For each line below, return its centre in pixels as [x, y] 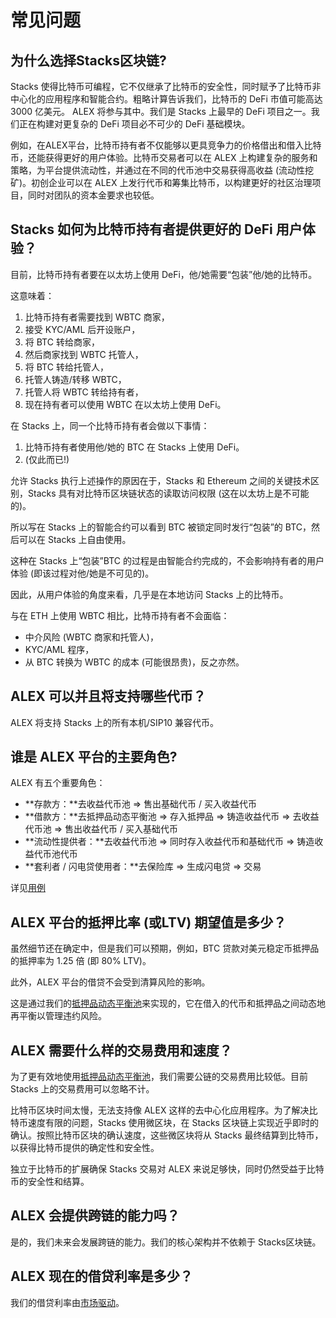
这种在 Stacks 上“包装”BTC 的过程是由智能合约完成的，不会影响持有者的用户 [167, 560]
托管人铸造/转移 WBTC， [75, 379]
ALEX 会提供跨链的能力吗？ [95, 1216]
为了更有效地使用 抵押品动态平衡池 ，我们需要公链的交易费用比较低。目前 [159, 1077]
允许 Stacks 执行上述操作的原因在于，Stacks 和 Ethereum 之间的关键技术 [160, 480]
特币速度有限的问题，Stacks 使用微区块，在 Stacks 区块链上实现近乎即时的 [164, 1123]
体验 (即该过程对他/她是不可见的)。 [82, 573]
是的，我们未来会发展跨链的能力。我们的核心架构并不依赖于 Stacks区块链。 [166, 1242]
